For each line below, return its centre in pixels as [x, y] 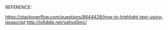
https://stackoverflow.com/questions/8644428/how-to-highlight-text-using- [84, 17]
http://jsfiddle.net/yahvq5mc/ [56, 22]
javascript [16, 22]
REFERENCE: [19, 7]
